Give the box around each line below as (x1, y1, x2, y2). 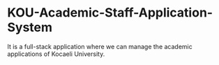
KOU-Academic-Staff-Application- (7, 5, 213, 21)
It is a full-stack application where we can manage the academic (7, 42, 193, 50)
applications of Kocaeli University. (7, 50, 105, 58)
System (7, 19, 53, 35)
